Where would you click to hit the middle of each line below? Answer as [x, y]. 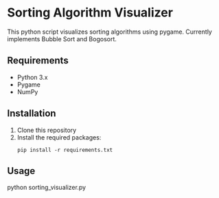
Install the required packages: [59, 137]
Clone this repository [47, 130]
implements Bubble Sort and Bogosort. [62, 38]
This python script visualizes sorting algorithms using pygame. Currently [110, 32]
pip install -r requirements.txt [65, 150]
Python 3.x [32, 77]
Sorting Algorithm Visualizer [90, 13]
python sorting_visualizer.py [47, 188]
